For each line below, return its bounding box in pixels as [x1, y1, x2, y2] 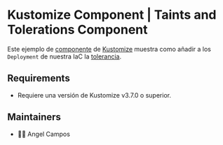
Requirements [7, 72, 70, 84]
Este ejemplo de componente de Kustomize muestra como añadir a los [7, 45, 212, 53]
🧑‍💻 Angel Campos [17, 130, 70, 138]
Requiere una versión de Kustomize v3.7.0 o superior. [17, 91, 172, 99]
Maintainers [7, 112, 62, 123]
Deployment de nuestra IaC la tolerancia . [7, 52, 122, 61]
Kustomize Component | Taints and [7, 7, 217, 23]
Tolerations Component [7, 22, 149, 38]
